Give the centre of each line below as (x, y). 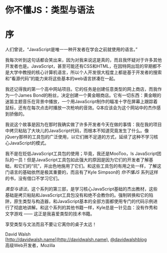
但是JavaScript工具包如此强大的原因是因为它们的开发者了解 (88, 160)
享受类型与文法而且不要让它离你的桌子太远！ (51, 224)
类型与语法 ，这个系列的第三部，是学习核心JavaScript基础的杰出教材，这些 (82, 189)
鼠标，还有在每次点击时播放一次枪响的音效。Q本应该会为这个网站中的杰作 (81, 108)
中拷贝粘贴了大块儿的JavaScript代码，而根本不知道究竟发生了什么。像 (77, 131)
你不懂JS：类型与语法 (50, 10)
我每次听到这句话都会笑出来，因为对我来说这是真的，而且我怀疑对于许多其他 (83, 60)
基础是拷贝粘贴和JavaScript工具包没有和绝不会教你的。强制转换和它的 (77, 195)
